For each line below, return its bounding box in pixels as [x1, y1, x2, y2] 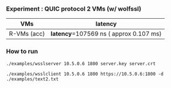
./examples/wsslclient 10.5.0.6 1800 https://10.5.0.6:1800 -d [6, 71, 164, 77]
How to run [6, 48, 38, 56]
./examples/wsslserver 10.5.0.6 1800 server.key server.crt [6, 60, 156, 66]
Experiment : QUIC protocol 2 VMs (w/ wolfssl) [6, 5, 142, 13]
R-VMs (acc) [9, 30, 45, 38]
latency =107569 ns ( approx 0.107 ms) [50, 30, 162, 38]
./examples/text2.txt [6, 76, 59, 82]
